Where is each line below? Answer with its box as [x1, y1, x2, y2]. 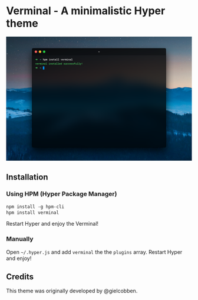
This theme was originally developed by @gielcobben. [6, 288, 138, 295]
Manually [6, 235, 34, 243]
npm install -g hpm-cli [6, 204, 65, 210]
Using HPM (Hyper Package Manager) [6, 190, 117, 198]
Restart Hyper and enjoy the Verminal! [6, 220, 99, 227]
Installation [6, 172, 48, 182]
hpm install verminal [6, 210, 60, 216]
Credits [6, 272, 34, 282]
